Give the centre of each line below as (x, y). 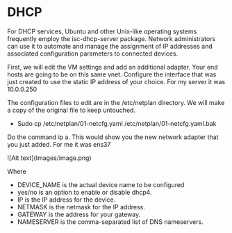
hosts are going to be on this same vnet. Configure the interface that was (112, 74)
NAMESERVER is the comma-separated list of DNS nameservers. (110, 222)
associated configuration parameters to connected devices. (93, 54)
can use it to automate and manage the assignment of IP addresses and (110, 46)
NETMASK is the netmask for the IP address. (81, 207)
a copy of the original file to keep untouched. (72, 110)
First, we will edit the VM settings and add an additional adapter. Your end (113, 67)
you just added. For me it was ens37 (59, 144)
